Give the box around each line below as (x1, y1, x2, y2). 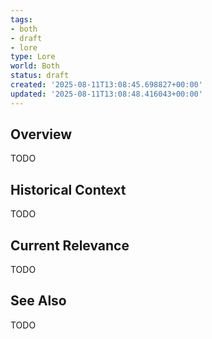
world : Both (10, 61, 60, 71)
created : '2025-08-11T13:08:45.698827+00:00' (10, 80, 203, 90)
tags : (10, 14, 33, 25)
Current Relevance (10, 237, 130, 254)
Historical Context (10, 181, 127, 198)
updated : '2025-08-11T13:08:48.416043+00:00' (10, 89, 203, 99)
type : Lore (10, 52, 56, 62)
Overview (10, 126, 73, 143)
